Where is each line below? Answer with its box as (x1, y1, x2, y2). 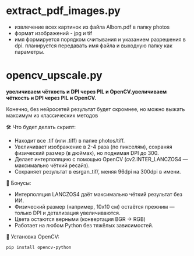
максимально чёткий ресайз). (14, 162, 90, 169)
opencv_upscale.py (6, 69, 103, 82)
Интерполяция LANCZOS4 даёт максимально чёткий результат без (14, 191, 182, 198)
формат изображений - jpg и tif (14, 29, 93, 36)
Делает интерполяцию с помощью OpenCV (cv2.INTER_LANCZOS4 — (14, 155, 188, 162)
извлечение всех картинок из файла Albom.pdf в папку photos (14, 23, 170, 30)
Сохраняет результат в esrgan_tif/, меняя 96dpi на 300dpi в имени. (14, 168, 181, 175)
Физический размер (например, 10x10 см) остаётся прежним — (14, 203, 175, 210)
